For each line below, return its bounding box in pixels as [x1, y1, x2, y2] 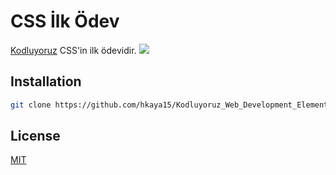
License [10, 128, 61, 145]
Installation [10, 73, 82, 90]
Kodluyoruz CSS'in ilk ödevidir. [10, 44, 137, 56]
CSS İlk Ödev [10, 10, 120, 33]
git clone [10, 100, 52, 110]
